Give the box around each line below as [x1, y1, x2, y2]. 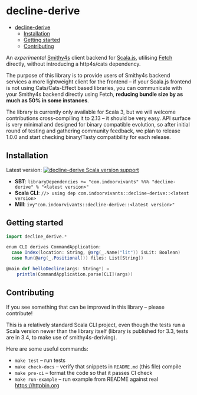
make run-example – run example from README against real [14, 375, 159, 383]
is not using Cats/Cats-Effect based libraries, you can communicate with [6, 84, 182, 91]
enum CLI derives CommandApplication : [6, 244, 101, 250]
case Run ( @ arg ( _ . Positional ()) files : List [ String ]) [11, 255, 144, 261]
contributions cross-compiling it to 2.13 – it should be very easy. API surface [6, 114, 191, 122]
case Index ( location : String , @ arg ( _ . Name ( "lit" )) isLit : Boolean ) [11, 250, 181, 255]
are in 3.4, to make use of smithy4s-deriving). [6, 334, 117, 341]
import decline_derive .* [6, 234, 67, 239]
